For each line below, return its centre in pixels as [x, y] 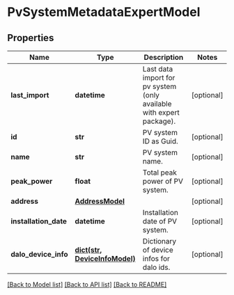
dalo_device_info [39, 254]
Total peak [160, 173]
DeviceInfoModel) [105, 258]
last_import [30, 95]
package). [159, 121]
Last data [158, 69]
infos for [156, 258]
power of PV [163, 181]
